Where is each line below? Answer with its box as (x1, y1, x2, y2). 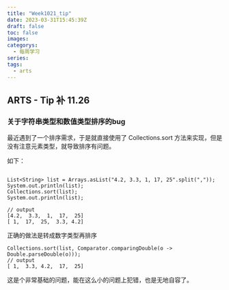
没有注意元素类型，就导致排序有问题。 (7, 142, 115, 151)
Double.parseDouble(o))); (7, 251, 81, 258)
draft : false (7, 23, 44, 29)
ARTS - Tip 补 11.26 (7, 94, 90, 106)
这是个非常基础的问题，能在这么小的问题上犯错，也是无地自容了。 (7, 276, 193, 285)
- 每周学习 (13, 49, 40, 56)
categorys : (7, 42, 38, 49)
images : (7, 36, 29, 43)
